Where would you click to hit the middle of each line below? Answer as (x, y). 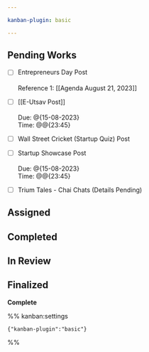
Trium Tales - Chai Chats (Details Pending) (80, 190)
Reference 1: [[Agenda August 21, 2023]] (77, 88)
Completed (33, 236)
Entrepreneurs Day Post (53, 73)
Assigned (29, 213)
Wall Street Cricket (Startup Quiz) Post (73, 139)
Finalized (28, 285)
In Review (29, 261)
